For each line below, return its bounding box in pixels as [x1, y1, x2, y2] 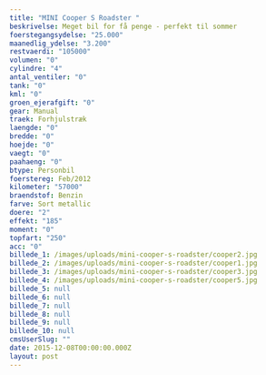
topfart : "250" [9, 233, 67, 242]
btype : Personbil [9, 166, 75, 175]
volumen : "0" [9, 56, 59, 65]
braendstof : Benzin [9, 191, 84, 200]
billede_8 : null [9, 309, 71, 319]
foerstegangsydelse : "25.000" [9, 30, 124, 39]
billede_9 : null [9, 318, 71, 328]
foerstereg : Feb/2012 [9, 174, 92, 183]
